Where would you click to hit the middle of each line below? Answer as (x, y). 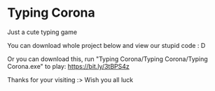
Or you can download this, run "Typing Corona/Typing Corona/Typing (107, 59)
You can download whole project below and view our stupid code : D (106, 45)
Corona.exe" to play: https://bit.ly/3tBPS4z (68, 66)
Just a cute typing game (42, 32)
